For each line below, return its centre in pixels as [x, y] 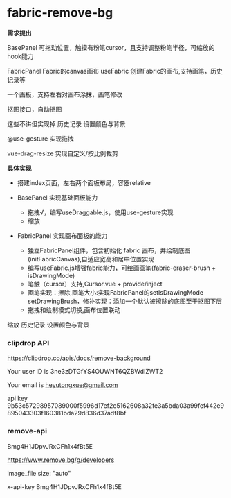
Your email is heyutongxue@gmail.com [63, 385]
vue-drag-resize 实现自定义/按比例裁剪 [63, 153]
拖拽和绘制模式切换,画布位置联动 [74, 309]
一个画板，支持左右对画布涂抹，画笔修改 [65, 94]
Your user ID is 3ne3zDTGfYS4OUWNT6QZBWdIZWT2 [85, 372]
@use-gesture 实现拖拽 [40, 138]
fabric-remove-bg [60, 13]
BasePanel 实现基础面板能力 [57, 197]
